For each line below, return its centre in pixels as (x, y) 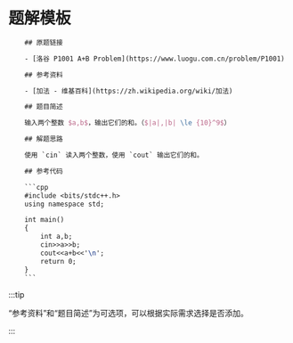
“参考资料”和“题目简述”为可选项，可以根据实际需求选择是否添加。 (128, 314)
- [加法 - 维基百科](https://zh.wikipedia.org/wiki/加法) (129, 91)
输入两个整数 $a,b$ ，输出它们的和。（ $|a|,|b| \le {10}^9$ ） (128, 123)
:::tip (16, 295)
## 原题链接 (44, 42)
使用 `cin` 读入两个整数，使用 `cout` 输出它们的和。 (114, 155)
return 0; (58, 261)
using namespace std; (64, 204)
